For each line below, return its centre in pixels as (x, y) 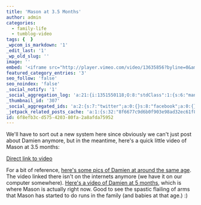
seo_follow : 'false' (32, 78)
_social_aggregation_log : (38, 95)
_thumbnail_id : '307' (33, 100)
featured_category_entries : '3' (46, 73)
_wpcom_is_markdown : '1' (37, 45)
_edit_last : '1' (26, 51)
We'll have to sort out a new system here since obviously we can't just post (99, 134)
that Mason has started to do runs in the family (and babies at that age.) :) (97, 195)
